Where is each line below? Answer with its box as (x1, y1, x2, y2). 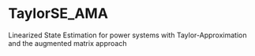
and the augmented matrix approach (8, 38, 127, 47)
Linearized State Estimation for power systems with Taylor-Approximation (8, 30, 247, 40)
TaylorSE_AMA (8, 5, 109, 23)
